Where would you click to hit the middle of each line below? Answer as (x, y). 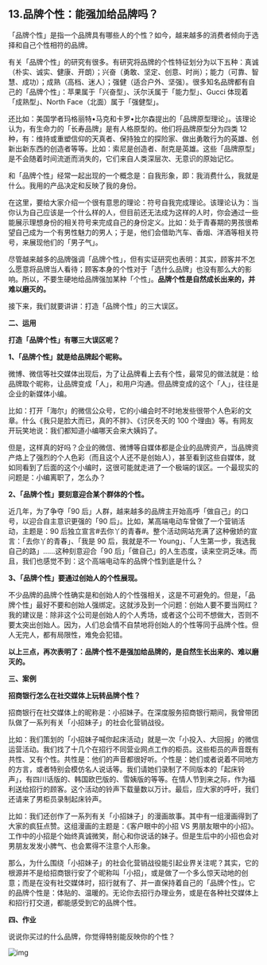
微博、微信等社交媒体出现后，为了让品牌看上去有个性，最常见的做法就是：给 (133, 374)
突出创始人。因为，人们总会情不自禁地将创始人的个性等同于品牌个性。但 (140, 625)
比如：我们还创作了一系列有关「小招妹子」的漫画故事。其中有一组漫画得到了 (133, 816)
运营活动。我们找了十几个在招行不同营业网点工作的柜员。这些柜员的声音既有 (133, 749)
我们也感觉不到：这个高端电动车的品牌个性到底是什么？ (112, 561)
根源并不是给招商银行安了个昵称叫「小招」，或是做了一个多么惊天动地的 (125, 873)
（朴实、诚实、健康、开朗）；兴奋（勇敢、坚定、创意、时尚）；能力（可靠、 (130, 72)
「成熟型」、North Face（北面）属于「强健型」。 (86, 101)
